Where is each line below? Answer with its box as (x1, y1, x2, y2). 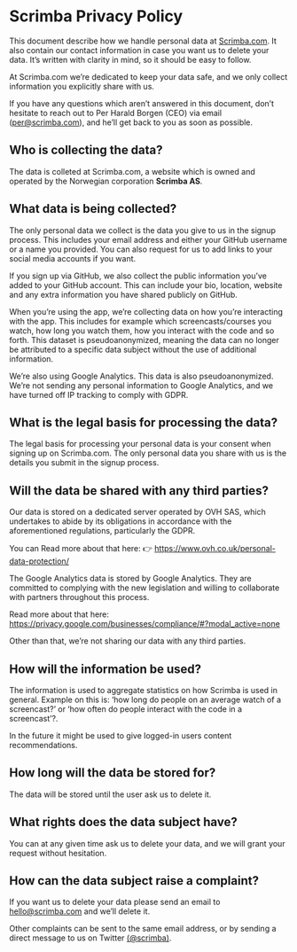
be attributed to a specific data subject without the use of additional (9, 344, 257, 355)
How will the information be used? (9, 661, 202, 676)
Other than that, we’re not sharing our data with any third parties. (9, 636, 246, 646)
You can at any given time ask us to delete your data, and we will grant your (9, 838, 285, 848)
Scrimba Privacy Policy (9, 6, 184, 27)
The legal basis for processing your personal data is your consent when (9, 439, 271, 449)
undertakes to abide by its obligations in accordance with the (9, 516, 232, 527)
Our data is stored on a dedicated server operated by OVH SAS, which (9, 507, 266, 518)
